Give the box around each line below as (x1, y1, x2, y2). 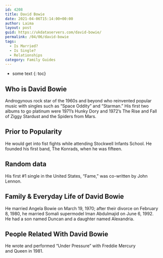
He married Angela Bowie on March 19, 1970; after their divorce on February (5, 205, 158, 211)
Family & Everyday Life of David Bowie (5, 192, 124, 201)
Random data (5, 160, 47, 168)
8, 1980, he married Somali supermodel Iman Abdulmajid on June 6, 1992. (5, 211, 154, 216)
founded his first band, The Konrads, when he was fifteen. (5, 145, 122, 152)
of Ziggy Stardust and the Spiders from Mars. (5, 114, 96, 119)
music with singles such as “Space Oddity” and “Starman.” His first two (5, 103, 149, 109)
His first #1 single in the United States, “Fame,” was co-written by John (5, 173, 148, 179)
